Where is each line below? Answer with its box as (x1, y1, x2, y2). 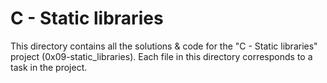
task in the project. (10, 61, 88, 73)
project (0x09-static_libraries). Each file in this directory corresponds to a (10, 50, 313, 62)
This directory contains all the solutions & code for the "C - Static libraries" (10, 40, 318, 52)
